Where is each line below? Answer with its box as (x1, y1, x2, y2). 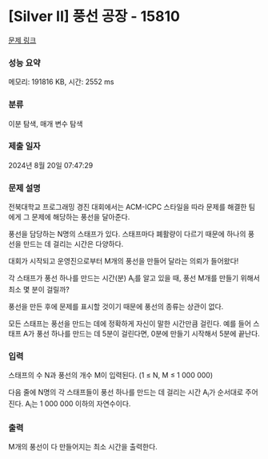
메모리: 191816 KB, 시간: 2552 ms (8, 77, 114, 87)
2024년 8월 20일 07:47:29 (8, 160, 94, 170)
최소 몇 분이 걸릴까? (8, 284, 70, 294)
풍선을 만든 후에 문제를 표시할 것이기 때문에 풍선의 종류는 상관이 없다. (8, 301, 224, 311)
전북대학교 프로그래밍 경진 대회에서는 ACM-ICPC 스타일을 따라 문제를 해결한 (8, 202, 247, 212)
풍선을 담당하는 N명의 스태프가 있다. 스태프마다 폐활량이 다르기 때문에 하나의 (8, 229, 246, 239)
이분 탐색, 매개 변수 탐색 (8, 119, 83, 128)
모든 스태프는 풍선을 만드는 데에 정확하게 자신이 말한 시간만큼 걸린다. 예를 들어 (8, 318, 252, 328)
